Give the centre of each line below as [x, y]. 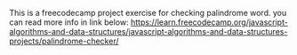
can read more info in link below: [69, 22]
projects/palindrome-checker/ [64, 41]
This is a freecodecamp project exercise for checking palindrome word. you [148, 13]
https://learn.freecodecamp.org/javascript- [209, 22]
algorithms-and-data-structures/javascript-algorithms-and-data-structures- [148, 31]
